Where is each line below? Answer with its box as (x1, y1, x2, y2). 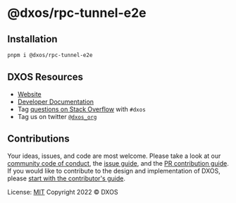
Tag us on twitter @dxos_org (17, 112, 97, 121)
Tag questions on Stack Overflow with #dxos (17, 104, 146, 113)
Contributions (7, 133, 70, 145)
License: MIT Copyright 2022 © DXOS (7, 187, 118, 196)
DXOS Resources (7, 71, 83, 83)
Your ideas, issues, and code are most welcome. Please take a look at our (7, 152, 221, 160)
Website (17, 90, 42, 98)
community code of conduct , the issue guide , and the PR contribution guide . (7, 159, 229, 167)
